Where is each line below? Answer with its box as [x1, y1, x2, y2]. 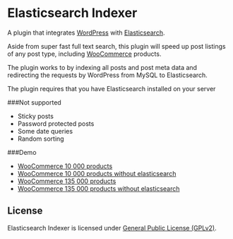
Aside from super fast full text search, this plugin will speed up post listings [7, 42, 226, 50]
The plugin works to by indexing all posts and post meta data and [7, 63, 198, 71]
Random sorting [17, 134, 65, 143]
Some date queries [17, 127, 73, 135]
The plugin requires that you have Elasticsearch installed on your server [7, 84, 216, 93]
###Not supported [7, 98, 61, 107]
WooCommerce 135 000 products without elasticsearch [17, 184, 180, 192]
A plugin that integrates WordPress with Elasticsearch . [7, 28, 165, 37]
